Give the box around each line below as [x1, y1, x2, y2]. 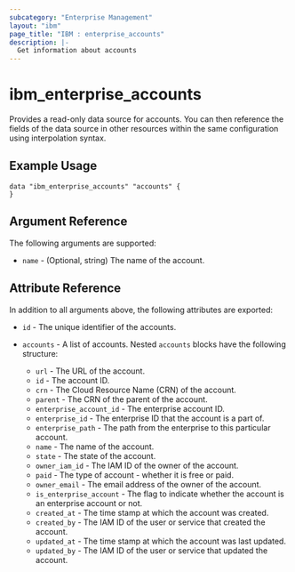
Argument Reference [9, 214, 128, 230]
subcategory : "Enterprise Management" [9, 12, 153, 22]
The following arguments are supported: [9, 238, 157, 248]
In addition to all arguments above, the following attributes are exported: [9, 304, 274, 315]
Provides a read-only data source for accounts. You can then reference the [9, 114, 284, 125]
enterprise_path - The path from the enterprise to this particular [35, 422, 271, 432]
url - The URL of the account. [35, 366, 145, 376]
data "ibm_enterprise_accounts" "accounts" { [9, 181, 180, 191]
